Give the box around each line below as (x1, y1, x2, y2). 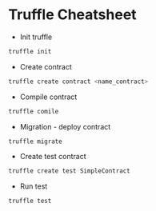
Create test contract (19, 152, 86, 161)
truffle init (8, 47, 52, 55)
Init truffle (19, 32, 53, 42)
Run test (19, 181, 48, 191)
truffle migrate (8, 137, 62, 145)
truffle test (8, 197, 52, 205)
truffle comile (8, 107, 59, 115)
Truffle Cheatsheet (8, 6, 138, 24)
